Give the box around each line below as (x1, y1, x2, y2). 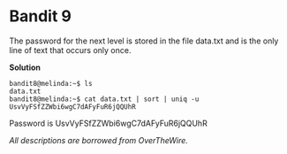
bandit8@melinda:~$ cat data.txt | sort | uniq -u (9, 95, 200, 104)
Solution (9, 62, 42, 73)
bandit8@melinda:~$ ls (9, 79, 93, 88)
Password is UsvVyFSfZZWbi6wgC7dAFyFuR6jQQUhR (9, 118, 208, 128)
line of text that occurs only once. (9, 44, 132, 55)
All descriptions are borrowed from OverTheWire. (9, 135, 188, 145)
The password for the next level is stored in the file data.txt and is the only (9, 35, 279, 46)
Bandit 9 (9, 6, 72, 27)
